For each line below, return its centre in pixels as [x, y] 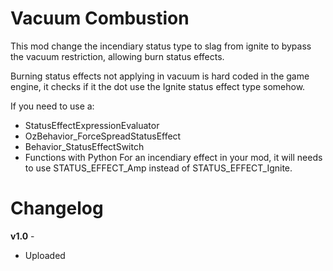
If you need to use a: [52, 106]
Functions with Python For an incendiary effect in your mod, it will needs [173, 157]
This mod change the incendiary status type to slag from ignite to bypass [161, 46]
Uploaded [45, 255]
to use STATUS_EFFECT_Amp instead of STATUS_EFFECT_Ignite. [158, 168]
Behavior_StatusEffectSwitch [84, 146]
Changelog [57, 208]
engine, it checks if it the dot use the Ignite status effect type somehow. [158, 86]
